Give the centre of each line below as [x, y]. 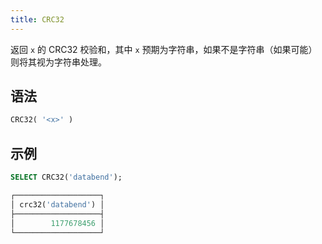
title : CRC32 [37, 19]
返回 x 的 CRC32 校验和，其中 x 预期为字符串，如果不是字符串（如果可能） [164, 49]
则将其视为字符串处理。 [58, 62]
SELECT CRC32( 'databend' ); [66, 177]
